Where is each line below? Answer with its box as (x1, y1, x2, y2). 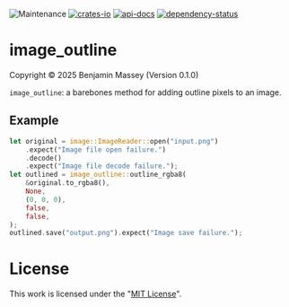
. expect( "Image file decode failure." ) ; (25, 162, 179, 171)
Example (9, 113, 59, 128)
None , (25, 187, 47, 196)
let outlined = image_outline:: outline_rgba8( (9, 171, 187, 180)
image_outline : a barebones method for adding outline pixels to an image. (9, 86, 282, 98)
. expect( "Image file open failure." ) (25, 145, 167, 154)
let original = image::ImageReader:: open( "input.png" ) (9, 136, 219, 145)
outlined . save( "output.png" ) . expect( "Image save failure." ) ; (9, 229, 243, 238)
